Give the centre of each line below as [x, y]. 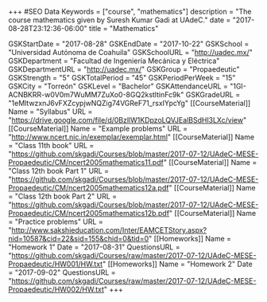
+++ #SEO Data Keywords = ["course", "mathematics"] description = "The [130, 12]
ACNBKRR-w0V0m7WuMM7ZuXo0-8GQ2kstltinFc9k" [96, 94]
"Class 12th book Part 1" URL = [59, 171]
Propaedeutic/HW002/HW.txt [56, 289]
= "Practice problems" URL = [56, 222]
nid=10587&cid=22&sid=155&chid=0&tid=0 [79, 239]
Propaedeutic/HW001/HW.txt [56, 264]
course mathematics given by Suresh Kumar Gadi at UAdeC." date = [120, 20]
